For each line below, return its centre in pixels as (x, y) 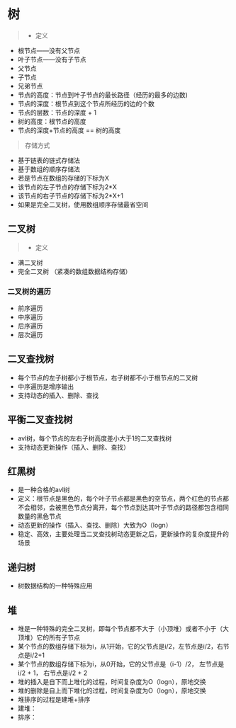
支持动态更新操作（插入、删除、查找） (73, 447)
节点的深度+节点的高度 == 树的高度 (69, 130)
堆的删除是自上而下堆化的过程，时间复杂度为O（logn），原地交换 (112, 690)
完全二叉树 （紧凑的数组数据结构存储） (74, 271)
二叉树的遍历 (29, 291)
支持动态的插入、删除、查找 (58, 395)
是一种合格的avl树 (44, 490)
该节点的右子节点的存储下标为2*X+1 (71, 195)
